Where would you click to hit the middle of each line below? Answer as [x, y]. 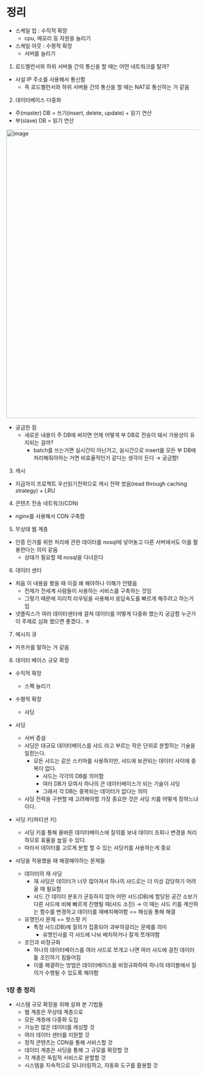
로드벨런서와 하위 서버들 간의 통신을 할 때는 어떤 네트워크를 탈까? [92, 66]
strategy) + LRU [35, 490]
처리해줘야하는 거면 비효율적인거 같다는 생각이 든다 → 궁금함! [106, 457]
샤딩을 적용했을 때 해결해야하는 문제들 [60, 860]
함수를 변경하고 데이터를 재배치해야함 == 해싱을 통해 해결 [108, 912]
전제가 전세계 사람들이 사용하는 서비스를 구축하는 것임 [88, 591]
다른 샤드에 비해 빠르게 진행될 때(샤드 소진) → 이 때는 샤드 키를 [108, 904]
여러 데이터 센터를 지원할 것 [57, 1035]
